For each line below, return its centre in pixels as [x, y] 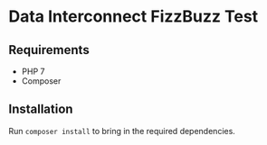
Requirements [49, 50]
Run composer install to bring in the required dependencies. [122, 131]
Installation [41, 109]
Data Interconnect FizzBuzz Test [133, 17]
